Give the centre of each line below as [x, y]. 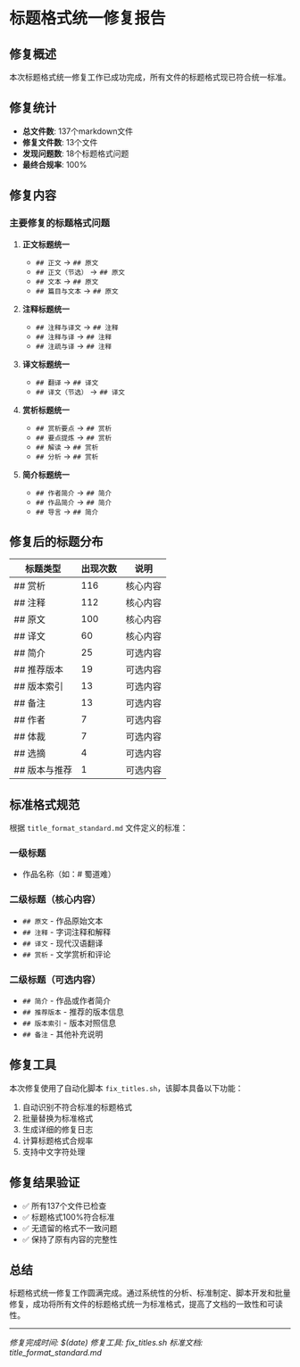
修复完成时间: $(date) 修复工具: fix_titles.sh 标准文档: [106, 1343]
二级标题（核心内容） [55, 899]
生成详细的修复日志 [58, 1129]
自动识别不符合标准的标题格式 [77, 1106]
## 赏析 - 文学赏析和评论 [67, 954]
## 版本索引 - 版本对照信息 [69, 1023]
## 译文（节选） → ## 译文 [80, 391]
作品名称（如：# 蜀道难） [69, 874]
